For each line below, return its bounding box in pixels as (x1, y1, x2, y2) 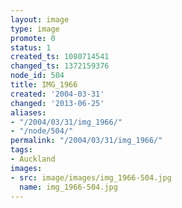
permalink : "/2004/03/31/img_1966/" (10, 136, 163, 146)
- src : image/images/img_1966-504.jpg (10, 172, 172, 183)
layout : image (10, 14, 70, 25)
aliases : (10, 107, 47, 118)
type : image (10, 24, 60, 34)
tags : (10, 145, 33, 155)
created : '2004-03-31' (10, 89, 105, 99)
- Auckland (10, 154, 56, 164)
